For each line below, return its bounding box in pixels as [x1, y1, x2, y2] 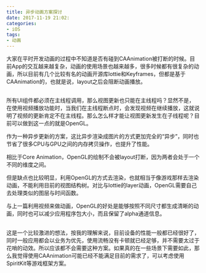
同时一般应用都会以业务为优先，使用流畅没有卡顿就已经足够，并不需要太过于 [6, 236, 200, 244]
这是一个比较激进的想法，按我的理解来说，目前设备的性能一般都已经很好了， [6, 229, 200, 236]
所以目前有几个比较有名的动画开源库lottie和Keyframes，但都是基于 [17, 70, 186, 77]
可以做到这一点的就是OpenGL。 [11, 120, 92, 127]
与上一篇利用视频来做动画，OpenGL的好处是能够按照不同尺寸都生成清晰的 [6, 203, 194, 210]
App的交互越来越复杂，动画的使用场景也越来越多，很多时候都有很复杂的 [11, 62, 194, 70]
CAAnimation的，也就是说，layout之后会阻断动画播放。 [6, 78, 146, 85]
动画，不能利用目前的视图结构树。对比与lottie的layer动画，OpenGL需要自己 [6, 182, 197, 189]
